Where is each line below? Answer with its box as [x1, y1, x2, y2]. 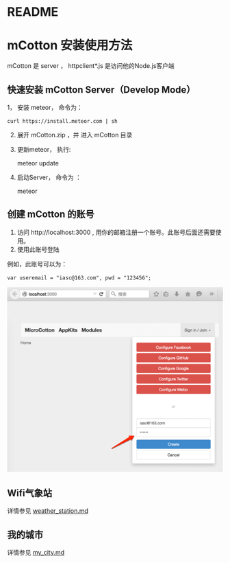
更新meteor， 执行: [16, 145, 71, 153]
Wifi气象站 [7, 487, 53, 498]
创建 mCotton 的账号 [7, 209, 94, 220]
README [7, 4, 59, 20]
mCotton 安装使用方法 [7, 38, 133, 54]
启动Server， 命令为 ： [16, 173, 82, 181]
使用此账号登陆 [16, 245, 60, 253]
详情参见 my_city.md [7, 549, 65, 557]
